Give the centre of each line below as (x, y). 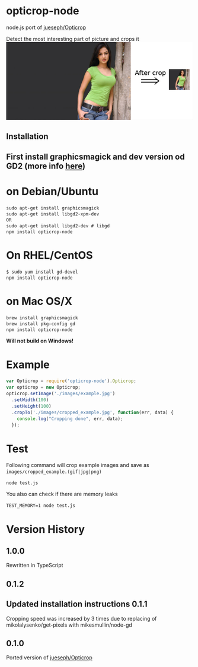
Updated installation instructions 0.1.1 (77, 604)
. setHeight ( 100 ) (31, 406)
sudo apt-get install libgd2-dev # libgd (58, 226)
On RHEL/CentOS (49, 255)
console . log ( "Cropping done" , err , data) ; (70, 419)
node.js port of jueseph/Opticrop (46, 27)
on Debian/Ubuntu (52, 191)
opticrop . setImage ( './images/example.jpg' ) (61, 394)
